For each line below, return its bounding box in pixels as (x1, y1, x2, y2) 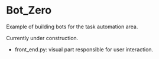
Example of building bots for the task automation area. (6, 23, 138, 30)
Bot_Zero (6, 4, 52, 17)
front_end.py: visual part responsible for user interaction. (14, 45, 154, 53)
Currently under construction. (6, 34, 79, 41)
